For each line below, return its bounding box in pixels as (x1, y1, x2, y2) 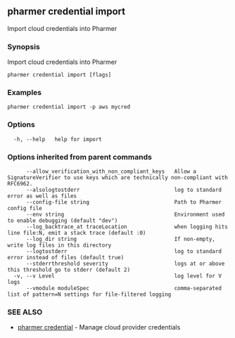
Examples (7, 88, 42, 98)
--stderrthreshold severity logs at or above (25, 260, 225, 267)
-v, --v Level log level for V (13, 273, 222, 280)
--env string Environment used (25, 211, 225, 218)
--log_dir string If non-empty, (25, 235, 216, 242)
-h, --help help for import (13, 136, 102, 143)
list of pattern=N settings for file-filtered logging (7, 291, 172, 298)
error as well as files (7, 193, 77, 200)
